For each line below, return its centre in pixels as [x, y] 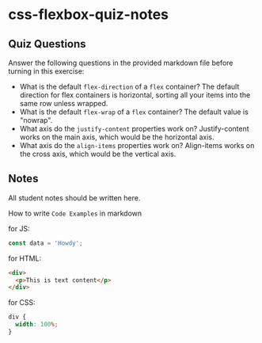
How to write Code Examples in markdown [75, 213]
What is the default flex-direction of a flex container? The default [129, 86]
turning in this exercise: [46, 71]
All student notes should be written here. [74, 198]
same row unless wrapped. [64, 103]
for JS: [19, 228]
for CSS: [22, 303]
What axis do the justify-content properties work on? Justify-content [134, 129]
